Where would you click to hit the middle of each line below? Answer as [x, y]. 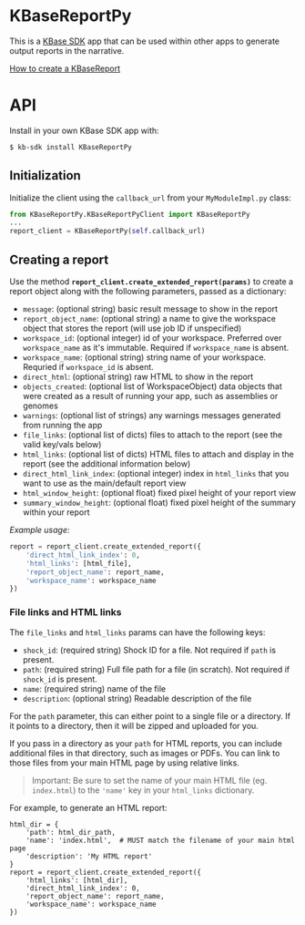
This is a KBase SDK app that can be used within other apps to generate [145, 41]
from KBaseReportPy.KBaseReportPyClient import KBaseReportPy [130, 214]
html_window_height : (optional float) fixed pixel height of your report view [159, 493]
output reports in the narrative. [67, 50]
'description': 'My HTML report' [89, 856]
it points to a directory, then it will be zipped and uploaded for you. [134, 725]
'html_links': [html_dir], [77, 880]
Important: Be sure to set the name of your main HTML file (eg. [149, 780]
